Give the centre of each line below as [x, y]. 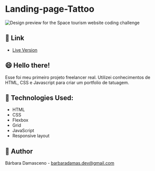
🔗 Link [15, 38]
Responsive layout [31, 136]
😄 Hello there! [28, 66]
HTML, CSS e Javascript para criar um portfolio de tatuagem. [67, 83]
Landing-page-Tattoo [50, 9]
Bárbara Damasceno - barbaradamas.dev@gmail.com [60, 163]
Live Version [25, 50]
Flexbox [20, 120]
